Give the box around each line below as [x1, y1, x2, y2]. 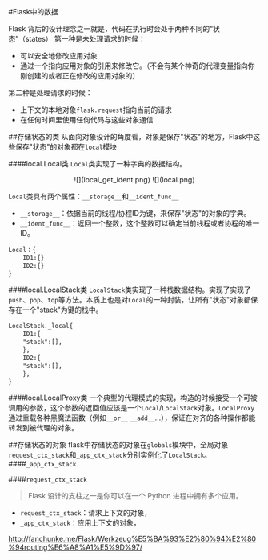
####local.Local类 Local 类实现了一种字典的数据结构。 [8, 159, 187, 168]
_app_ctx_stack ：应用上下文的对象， [19, 518, 142, 527]
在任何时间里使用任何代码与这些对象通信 [19, 115, 154, 124]
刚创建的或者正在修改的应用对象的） [19, 71, 140, 80]
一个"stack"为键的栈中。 [22, 305, 103, 314]
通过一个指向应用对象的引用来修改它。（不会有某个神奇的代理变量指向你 [19, 61, 255, 70]
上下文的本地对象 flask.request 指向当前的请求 [19, 105, 172, 114]
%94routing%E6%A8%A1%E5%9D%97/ [8, 542, 142, 552]
